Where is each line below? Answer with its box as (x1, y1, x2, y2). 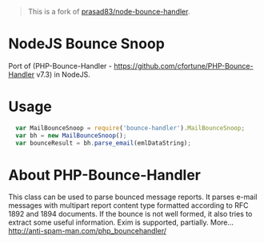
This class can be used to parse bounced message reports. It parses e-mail (8, 192, 258, 202)
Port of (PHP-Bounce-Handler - (8, 61, 112, 70)
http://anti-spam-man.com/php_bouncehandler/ (8, 226, 166, 236)
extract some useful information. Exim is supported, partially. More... (8, 217, 234, 227)
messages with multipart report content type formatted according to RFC (8, 201, 249, 210)
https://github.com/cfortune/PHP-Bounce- (113, 61, 254, 70)
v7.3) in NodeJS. (35, 70, 90, 79)
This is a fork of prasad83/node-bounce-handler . (27, 7, 190, 16)
